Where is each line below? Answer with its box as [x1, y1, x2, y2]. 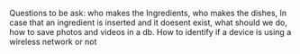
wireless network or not [9, 36, 97, 47]
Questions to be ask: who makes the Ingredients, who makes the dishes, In [9, 8, 287, 18]
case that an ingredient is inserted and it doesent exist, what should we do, [9, 17, 288, 28]
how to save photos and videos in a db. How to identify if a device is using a [9, 27, 292, 37]
